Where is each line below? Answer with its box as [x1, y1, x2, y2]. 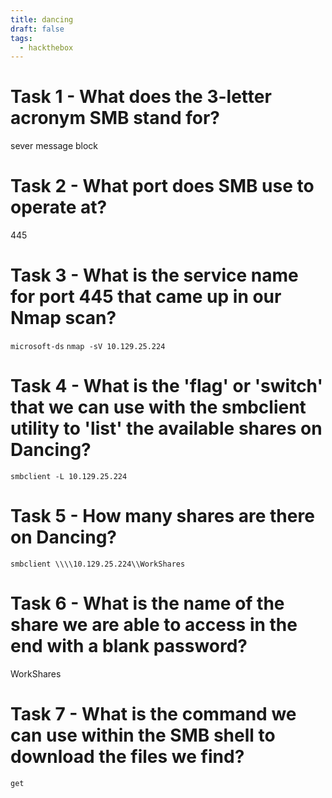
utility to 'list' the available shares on [10, 417, 323, 440]
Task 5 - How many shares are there [10, 505, 315, 528]
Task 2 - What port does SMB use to [10, 175, 315, 198]
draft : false [10, 24, 65, 34]
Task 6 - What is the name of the [10, 592, 285, 615]
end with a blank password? [10, 635, 248, 658]
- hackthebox [19, 42, 74, 53]
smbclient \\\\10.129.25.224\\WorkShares [10, 559, 186, 569]
